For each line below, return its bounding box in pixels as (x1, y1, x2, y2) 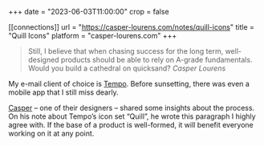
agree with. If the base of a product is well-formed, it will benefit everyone (8, 120, 254, 129)
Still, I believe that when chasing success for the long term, (27, 47, 224, 55)
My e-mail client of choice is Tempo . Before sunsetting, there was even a (8, 79, 250, 88)
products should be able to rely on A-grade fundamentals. (60, 55, 253, 64)
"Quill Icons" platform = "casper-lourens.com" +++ (8, 31, 177, 40)
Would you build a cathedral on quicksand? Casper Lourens (27, 63, 226, 73)
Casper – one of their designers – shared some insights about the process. (8, 103, 255, 112)
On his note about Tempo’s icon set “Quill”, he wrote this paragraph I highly (8, 112, 256, 121)
